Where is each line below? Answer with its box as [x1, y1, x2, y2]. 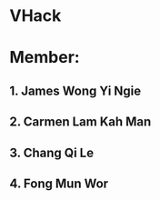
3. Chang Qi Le [9, 145, 94, 160]
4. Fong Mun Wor [9, 175, 109, 191]
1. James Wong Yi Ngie [9, 83, 142, 98]
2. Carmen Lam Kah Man [9, 115, 152, 130]
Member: [9, 47, 80, 68]
